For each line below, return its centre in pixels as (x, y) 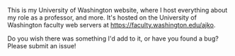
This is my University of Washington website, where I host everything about (117, 10)
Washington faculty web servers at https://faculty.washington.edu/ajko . (111, 25)
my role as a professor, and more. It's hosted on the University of (102, 17)
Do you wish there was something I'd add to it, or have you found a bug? (113, 38)
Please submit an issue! (42, 46)
